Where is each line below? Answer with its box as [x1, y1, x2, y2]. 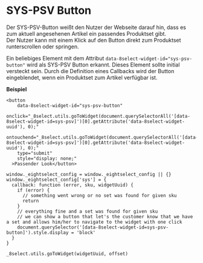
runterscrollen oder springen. [6, 43, 80, 50]
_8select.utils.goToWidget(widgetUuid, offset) [6, 250, 129, 257]
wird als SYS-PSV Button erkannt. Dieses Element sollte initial [27, 61, 180, 68]
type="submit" [17, 150, 53, 156]
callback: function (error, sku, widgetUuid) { [11, 182, 134, 188]
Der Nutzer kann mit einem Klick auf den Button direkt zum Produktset [6, 36, 181, 44]
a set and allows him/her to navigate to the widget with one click [6, 219, 182, 225]
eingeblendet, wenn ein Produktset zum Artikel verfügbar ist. [6, 74, 158, 81]
